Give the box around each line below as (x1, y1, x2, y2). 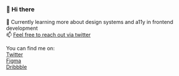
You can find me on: (6, 45, 55, 52)
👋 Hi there (6, 5, 35, 13)
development (6, 25, 38, 32)
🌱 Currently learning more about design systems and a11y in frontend (6, 19, 174, 26)
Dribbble (6, 64, 28, 71)
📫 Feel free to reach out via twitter (6, 32, 91, 39)
